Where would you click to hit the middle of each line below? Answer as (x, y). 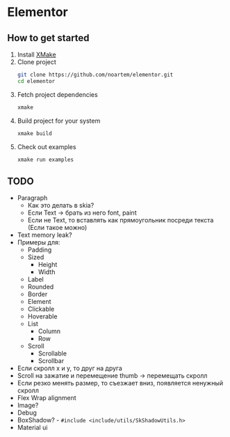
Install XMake (37, 54)
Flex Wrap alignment (47, 398)
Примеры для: (39, 243)
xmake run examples (46, 160)
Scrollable (52, 353)
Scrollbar (51, 361)
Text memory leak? (44, 235)
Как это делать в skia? (61, 206)
